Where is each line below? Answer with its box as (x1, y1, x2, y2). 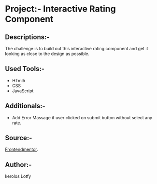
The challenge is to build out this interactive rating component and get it (5, 46, 148, 51)
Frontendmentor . (5, 146, 38, 153)
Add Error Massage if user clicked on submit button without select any (12, 114, 153, 120)
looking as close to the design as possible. (5, 51, 90, 57)
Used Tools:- (5, 65, 45, 73)
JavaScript (12, 88, 34, 94)
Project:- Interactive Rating (5, 3, 116, 14)
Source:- (5, 134, 32, 142)
